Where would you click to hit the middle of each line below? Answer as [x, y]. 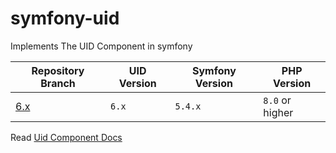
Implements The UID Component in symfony [101, 46]
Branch [58, 83]
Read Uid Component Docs [66, 137]
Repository [58, 70]
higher [278, 112]
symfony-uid [65, 18]
